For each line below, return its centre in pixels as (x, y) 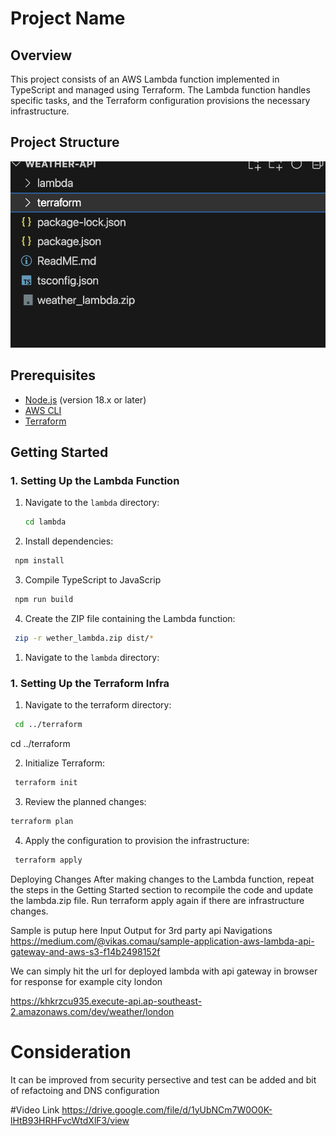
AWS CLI (43, 410)
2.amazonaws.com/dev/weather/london (92, 1011)
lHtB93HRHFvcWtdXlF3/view (70, 1120)
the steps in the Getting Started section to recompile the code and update (162, 889)
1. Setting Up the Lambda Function (95, 481)
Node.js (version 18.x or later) (85, 399)
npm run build (44, 600)
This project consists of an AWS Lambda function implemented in (145, 79)
